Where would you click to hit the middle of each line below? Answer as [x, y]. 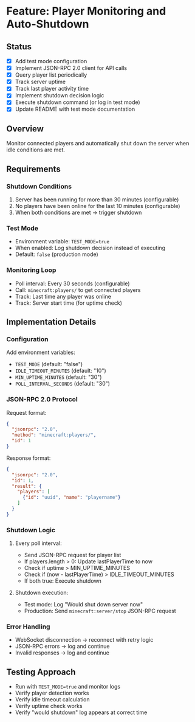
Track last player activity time [52, 89]
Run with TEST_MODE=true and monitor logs [67, 687]
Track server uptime [40, 82]
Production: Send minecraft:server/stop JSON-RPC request [100, 611]
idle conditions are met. [36, 150]
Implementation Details [51, 321]
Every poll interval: [38, 543]
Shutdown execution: [42, 593]
